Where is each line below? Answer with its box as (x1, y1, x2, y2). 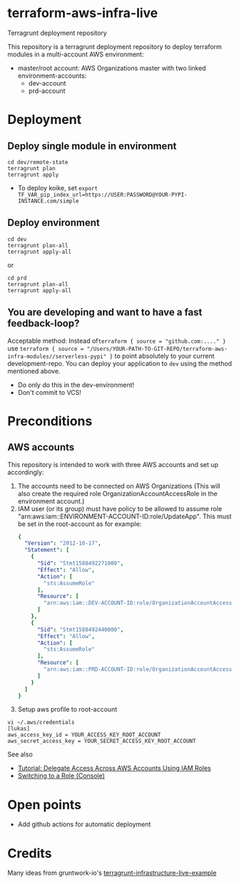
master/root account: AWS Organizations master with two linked (17, 63, 206, 72)
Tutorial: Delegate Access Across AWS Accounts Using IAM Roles (17, 764, 212, 773)
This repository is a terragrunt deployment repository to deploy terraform (7, 42, 223, 51)
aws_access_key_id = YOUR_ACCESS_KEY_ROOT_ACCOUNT (7, 731, 161, 739)
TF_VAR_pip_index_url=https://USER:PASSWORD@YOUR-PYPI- (17, 191, 188, 198)
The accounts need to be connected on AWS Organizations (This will (17, 481, 220, 490)
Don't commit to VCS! (17, 388, 82, 396)
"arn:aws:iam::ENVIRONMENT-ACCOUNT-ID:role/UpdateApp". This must (17, 512, 232, 520)
